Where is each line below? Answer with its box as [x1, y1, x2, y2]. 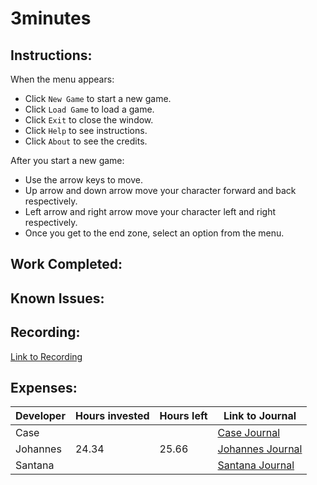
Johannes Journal [217, 442, 303, 456]
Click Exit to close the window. [24, 114, 154, 126]
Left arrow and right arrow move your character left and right [24, 206, 277, 217]
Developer [15, 409, 66, 423]
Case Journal [217, 426, 281, 440]
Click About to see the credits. [24, 135, 148, 147]
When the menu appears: [10, 73, 115, 85]
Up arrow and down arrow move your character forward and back [24, 185, 297, 196]
